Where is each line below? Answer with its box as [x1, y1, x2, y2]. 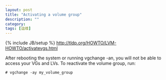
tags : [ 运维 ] [5, 26, 31, 31]
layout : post [5, 7, 33, 13]
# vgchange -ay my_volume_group [5, 70, 73, 75]
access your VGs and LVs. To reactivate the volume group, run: [5, 60, 136, 66]
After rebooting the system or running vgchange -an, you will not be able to [5, 55, 162, 61]
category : [5, 21, 26, 27]
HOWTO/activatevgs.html [5, 45, 58, 51]
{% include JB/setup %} [5, 40, 55, 46]
